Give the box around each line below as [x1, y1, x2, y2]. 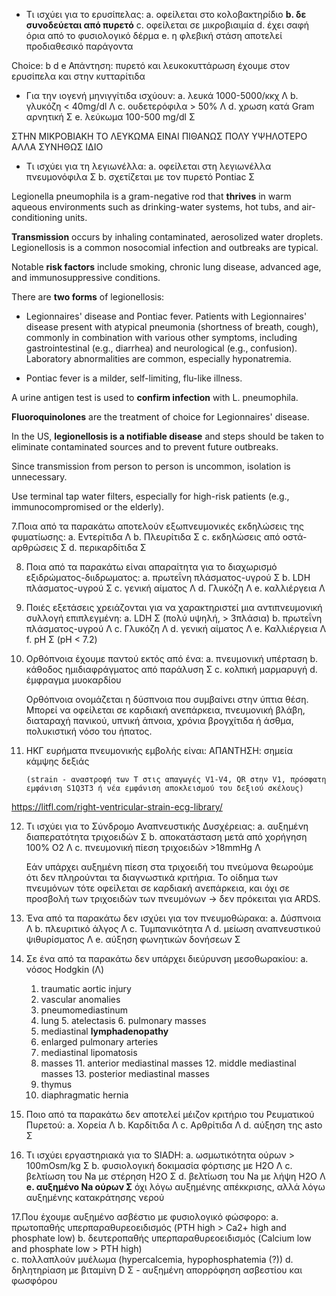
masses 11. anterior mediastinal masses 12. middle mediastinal [40, 1057, 297, 1069]
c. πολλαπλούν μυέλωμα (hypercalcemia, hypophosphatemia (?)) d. [11, 1254, 294, 1265]
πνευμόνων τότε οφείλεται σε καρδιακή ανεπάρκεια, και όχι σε [25, 882, 291, 894]
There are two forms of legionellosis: [11, 291, 165, 303]
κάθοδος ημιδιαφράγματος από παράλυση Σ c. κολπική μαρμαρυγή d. [25, 664, 318, 675]
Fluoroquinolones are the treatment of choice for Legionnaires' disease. [11, 411, 310, 423]
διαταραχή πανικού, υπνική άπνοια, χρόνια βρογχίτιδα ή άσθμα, [25, 715, 294, 726]
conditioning [11, 212, 63, 223]
